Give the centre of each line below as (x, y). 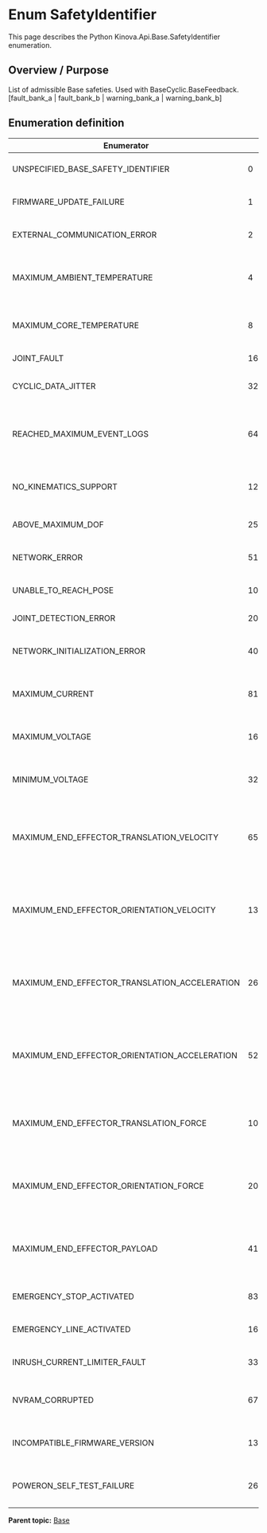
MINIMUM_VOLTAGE (50, 779)
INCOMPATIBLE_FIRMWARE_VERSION (83, 1442)
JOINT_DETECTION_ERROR (64, 618)
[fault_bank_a (31, 98)
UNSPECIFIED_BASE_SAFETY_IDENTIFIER (91, 169)
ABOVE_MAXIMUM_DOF (58, 524)
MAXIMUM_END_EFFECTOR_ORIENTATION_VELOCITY (114, 910)
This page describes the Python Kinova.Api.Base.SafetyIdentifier (114, 37)
